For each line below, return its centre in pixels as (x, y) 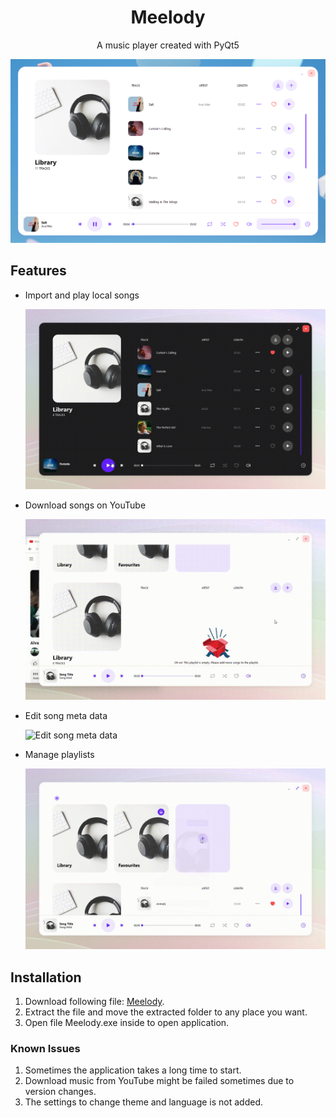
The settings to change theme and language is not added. (144, 1102)
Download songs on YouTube (85, 505)
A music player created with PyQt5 (168, 45)
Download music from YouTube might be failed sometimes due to (159, 1081)
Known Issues (45, 1048)
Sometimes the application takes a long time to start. (133, 1070)
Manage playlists (59, 755)
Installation (46, 977)
